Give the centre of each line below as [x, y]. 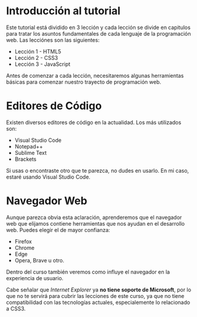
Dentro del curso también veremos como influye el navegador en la [88, 272]
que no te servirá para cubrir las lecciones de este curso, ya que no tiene [95, 296]
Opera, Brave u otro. [39, 260]
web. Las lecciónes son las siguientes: [53, 40]
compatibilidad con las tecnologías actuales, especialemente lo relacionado [98, 302]
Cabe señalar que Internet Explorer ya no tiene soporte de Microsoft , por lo [98, 290]
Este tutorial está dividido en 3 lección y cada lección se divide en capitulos [98, 27]
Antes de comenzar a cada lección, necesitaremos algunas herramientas [95, 75]
